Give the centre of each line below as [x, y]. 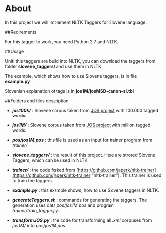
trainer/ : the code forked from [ [45, 170]
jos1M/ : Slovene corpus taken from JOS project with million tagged [81, 125]
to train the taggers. [32, 180]
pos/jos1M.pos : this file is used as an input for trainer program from [82, 140]
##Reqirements [21, 32]
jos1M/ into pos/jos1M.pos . [39, 225]
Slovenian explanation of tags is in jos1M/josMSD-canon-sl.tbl [70, 91]
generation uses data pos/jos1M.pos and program [63, 205]
